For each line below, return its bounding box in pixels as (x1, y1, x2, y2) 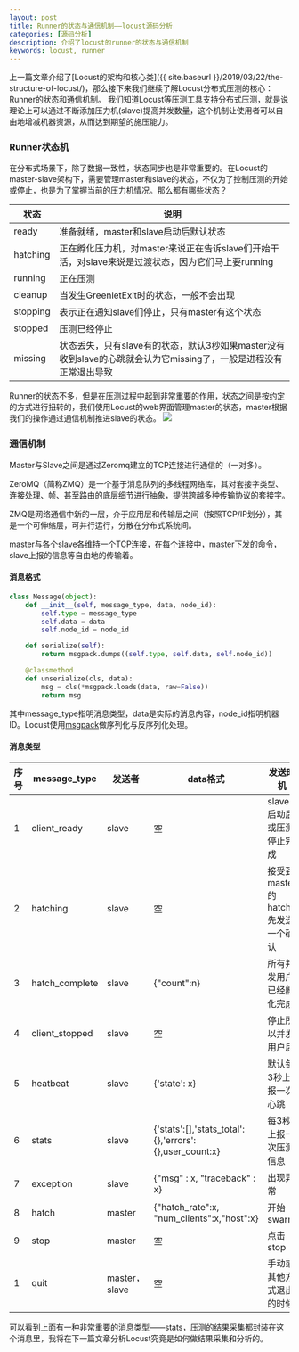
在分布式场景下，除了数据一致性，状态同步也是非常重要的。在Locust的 (9, 162, 269, 174)
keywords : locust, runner (9, 46, 105, 55)
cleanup (13, 289, 48, 301)
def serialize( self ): (25, 641, 105, 651)
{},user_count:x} (153, 1145, 221, 1158)
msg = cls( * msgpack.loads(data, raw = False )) (41, 682, 209, 691)
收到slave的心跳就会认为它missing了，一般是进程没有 (59, 353, 283, 366)
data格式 (187, 772, 225, 785)
